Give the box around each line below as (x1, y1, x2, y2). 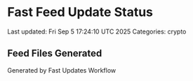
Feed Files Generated (7, 47, 102, 59)
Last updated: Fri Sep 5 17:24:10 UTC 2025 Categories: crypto (7, 27, 187, 36)
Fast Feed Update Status (7, 4, 153, 20)
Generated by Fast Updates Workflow (7, 66, 117, 74)
